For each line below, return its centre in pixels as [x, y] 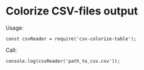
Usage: [15, 28]
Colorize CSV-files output [72, 11]
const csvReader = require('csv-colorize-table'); [71, 39]
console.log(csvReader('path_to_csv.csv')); [63, 61]
